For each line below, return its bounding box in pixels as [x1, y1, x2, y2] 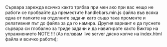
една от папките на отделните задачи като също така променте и [5, 15, 146, 20]
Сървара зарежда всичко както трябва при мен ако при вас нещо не [5, 4, 154, 10]
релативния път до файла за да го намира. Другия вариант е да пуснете [5, 20, 160, 26]
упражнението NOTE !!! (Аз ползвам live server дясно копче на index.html [5, 31, 162, 36]
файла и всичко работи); [5, 36, 58, 42]
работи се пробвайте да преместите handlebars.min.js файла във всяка [5, 9, 159, 15]
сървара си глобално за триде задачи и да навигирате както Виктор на [5, 25, 158, 31]
